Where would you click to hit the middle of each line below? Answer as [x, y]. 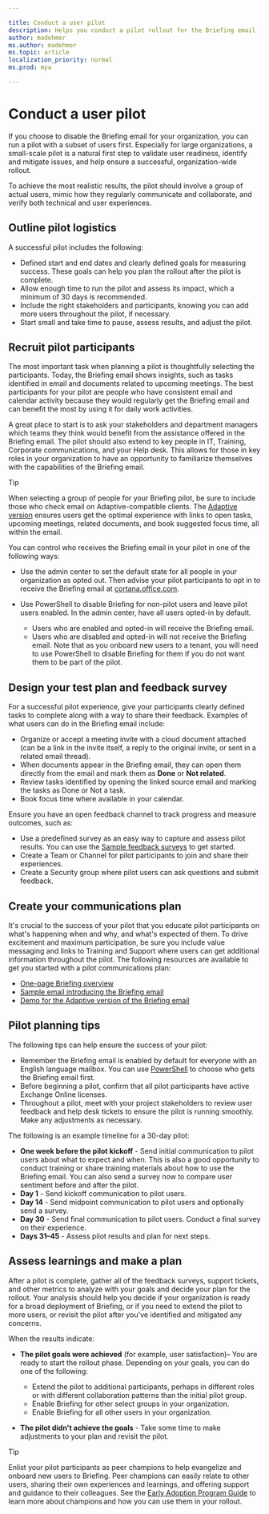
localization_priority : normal [60, 60]
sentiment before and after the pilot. [79, 1185]
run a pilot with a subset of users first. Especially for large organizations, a [131, 144]
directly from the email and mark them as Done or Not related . [123, 773]
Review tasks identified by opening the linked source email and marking [138, 782]
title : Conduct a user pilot [57, 22]
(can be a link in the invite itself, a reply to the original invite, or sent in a [138, 748]
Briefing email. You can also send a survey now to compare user [126, 1176]
